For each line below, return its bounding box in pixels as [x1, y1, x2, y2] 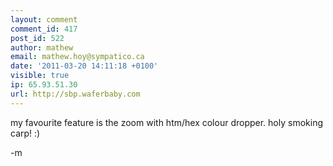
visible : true [10, 71, 70, 81]
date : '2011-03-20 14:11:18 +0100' [10, 61, 159, 71]
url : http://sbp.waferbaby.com [10, 89, 141, 99]
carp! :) [10, 127, 41, 139]
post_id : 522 [10, 33, 65, 43]
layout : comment [10, 14, 78, 25]
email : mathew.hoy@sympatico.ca [10, 52, 145, 62]
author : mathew [10, 42, 74, 53]
